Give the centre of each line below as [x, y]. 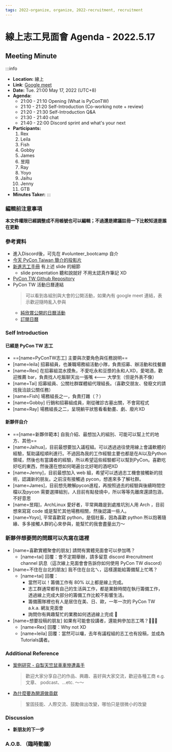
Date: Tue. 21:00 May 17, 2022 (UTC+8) [54, 90]
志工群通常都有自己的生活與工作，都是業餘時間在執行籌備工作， [95, 588]
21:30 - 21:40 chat [39, 117]
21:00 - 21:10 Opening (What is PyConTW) [64, 101]
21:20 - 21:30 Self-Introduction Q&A [58, 112]
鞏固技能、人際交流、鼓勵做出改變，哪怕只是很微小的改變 [86, 704]
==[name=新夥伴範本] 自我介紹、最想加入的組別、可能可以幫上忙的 [84, 434]
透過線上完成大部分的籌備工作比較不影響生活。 [77, 595]
